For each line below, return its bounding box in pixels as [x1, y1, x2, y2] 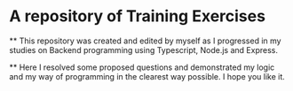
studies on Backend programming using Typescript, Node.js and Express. [9, 44, 278, 55]
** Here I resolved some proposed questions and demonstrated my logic [9, 62, 275, 72]
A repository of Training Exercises [9, 6, 266, 27]
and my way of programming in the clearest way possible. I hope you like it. [9, 71, 286, 81]
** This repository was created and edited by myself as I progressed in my [9, 35, 281, 46]
